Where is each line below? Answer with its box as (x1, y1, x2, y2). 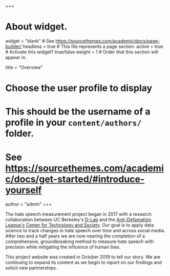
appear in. (5, 54, 27, 60)
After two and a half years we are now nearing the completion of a (5, 233, 145, 239)
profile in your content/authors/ (5, 117, 142, 129)
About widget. (5, 21, 68, 32)
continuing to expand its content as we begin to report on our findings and (5, 260, 162, 266)
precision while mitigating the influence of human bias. (5, 244, 121, 250)
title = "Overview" (5, 64, 43, 70)
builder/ (5, 43, 22, 49)
